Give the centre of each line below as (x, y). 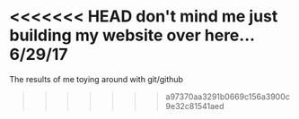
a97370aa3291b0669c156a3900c (228, 97)
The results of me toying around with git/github (97, 79)
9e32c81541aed (195, 106)
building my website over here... (132, 35)
